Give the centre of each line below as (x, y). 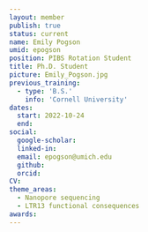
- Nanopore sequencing (59, 198)
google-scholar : (47, 140)
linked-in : (37, 148)
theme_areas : (33, 190)
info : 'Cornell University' (76, 99)
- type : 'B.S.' (45, 91)
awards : (23, 214)
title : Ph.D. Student (49, 67)
